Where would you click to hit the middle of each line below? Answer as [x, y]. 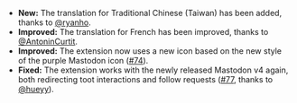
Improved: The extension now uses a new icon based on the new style [150, 51]
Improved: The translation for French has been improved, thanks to [143, 32]
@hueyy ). [36, 89]
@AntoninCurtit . [48, 41]
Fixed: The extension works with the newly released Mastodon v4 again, [153, 70]
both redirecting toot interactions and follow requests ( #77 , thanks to [145, 79]
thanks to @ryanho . [55, 22]
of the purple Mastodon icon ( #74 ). [83, 60]
